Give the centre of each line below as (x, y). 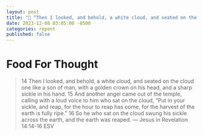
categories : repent (31, 29)
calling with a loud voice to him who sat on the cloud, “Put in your (103, 100)
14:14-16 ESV (38, 126)
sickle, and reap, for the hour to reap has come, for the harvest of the (108, 107)
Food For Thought (52, 64)
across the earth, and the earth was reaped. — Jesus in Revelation (105, 120)
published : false (28, 35)
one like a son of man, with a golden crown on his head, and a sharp (107, 88)
